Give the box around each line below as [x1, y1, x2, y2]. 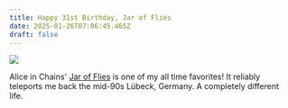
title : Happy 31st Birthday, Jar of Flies [9, 13, 172, 22]
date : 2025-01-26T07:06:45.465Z [9, 22, 131, 31]
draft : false [9, 30, 59, 39]
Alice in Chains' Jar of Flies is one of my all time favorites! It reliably [9, 71, 261, 82]
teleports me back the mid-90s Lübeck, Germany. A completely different [9, 81, 280, 92]
